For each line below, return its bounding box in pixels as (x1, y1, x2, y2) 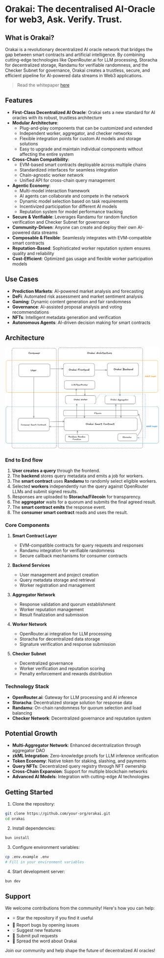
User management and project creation (19, 572, 99, 578)
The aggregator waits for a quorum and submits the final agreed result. (12, 499, 157, 505)
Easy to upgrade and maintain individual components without (19, 146, 143, 152)
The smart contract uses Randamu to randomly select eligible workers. (12, 478, 158, 484)
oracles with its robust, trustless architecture (12, 115, 102, 120)
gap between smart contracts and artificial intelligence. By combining (5, 52, 145, 58)
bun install (5, 835, 29, 840)
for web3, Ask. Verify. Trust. (5, 14, 122, 25)
